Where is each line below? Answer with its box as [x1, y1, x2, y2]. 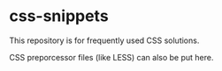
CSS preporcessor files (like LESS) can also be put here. [9, 52, 214, 62]
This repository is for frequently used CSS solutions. [9, 35, 200, 46]
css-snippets [9, 6, 109, 26]
